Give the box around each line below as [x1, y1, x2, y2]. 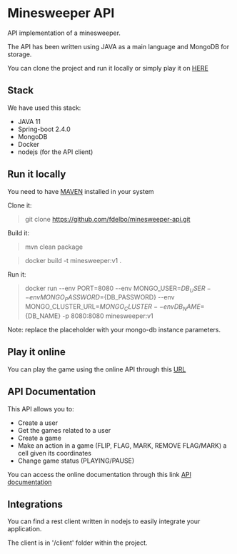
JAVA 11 [17, 117, 41, 125]
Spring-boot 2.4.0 [17, 125, 71, 133]
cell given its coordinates [17, 448, 91, 457]
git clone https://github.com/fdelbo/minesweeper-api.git [24, 215, 191, 223]
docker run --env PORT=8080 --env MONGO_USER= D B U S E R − [24, 284, 212, 294]
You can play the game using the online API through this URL [7, 365, 186, 374]
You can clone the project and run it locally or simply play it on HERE [7, 63, 208, 72]
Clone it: [7, 201, 32, 210]
